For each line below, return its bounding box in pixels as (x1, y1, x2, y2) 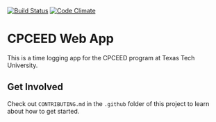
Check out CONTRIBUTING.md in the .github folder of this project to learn (7, 99, 210, 107)
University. (7, 61, 38, 69)
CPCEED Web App (7, 31, 115, 46)
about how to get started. (7, 107, 80, 115)
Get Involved (7, 81, 64, 93)
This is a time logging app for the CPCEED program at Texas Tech (7, 53, 195, 62)
